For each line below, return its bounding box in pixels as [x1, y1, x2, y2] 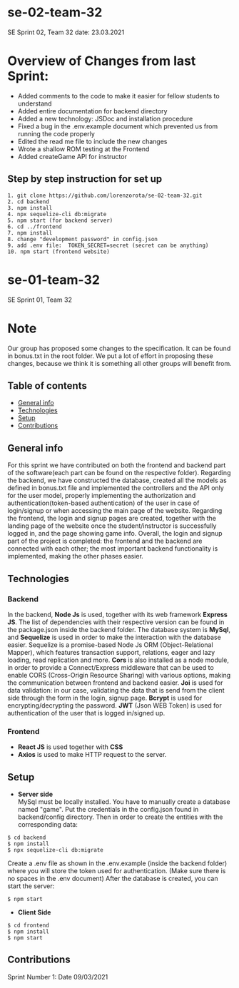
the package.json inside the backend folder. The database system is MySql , [7, 625, 230, 633]
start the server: [7, 882, 55, 890]
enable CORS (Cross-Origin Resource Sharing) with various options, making [7, 671, 231, 679]
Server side [17, 790, 54, 798]
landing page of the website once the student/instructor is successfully [7, 521, 217, 530]
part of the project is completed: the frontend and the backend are [7, 536, 203, 546]
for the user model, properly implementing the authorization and [7, 492, 196, 500]
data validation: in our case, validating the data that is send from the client [7, 686, 225, 694]
